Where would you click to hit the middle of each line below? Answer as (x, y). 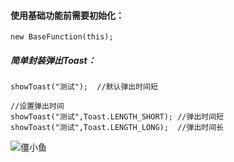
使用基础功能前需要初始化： (67, 15)
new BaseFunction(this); (62, 37)
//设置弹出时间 (37, 106)
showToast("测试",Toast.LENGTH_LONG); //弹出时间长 (117, 128)
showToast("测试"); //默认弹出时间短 (84, 87)
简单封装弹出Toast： (53, 60)
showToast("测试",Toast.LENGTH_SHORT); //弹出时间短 (117, 117)
